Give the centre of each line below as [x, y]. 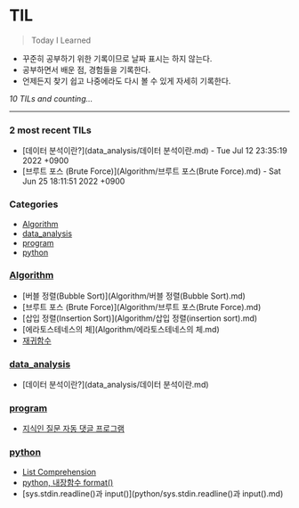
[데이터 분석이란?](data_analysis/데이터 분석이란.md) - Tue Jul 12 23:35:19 [154, 151]
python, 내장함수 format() [68, 482]
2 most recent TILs [50, 130]
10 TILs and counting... [51, 98]
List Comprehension [59, 471]
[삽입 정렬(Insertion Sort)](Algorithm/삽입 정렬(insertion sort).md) [140, 318]
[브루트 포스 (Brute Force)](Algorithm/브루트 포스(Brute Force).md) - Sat [151, 171]
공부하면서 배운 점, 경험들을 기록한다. [86, 70]
